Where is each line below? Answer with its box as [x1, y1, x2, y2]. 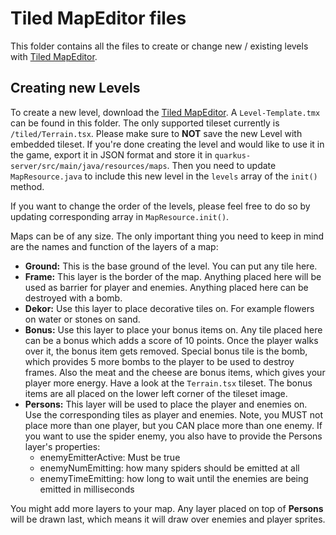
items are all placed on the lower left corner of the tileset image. [24, 387, 288, 399]
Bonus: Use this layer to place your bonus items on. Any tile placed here [24, 323, 323, 336]
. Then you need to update [166, 159, 277, 171]
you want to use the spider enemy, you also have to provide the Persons [24, 430, 323, 442]
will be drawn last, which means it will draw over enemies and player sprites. [10, 513, 326, 525]
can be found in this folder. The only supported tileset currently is [10, 117, 280, 129]
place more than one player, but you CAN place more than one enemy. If [24, 419, 323, 431]
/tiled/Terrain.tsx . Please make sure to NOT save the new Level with [10, 127, 303, 139]
